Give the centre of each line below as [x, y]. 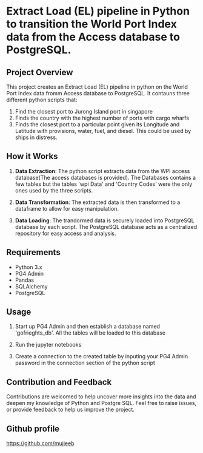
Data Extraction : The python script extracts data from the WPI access [102, 171]
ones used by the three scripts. [54, 190]
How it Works [32, 156]
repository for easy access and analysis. [65, 233]
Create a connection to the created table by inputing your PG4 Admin [101, 356]
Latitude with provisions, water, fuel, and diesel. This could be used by [103, 131]
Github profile [33, 428]
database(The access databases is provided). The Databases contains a [105, 177]
